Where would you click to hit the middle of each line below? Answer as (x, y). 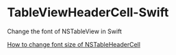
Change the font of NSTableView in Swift (64, 31)
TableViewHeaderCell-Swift (88, 13)
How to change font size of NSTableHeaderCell (74, 44)
